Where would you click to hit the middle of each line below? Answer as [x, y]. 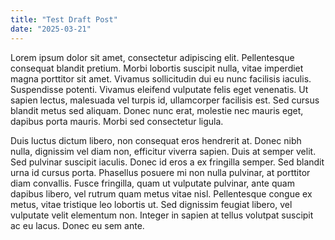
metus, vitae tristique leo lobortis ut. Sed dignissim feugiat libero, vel [151, 204]
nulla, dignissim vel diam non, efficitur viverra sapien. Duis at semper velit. [163, 151]
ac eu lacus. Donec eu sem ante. [77, 225]
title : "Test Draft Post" [64, 19]
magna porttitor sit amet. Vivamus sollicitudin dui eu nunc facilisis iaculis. [161, 78]
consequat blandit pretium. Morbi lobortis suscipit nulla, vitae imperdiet [157, 68]
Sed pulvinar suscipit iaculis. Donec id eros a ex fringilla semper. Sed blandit [167, 162]
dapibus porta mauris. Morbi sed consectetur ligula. [117, 121]
